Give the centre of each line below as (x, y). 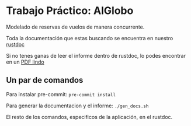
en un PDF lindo (25, 62)
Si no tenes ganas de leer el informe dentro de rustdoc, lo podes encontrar (96, 55)
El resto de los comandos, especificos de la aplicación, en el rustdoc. (89, 117)
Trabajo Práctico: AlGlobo (70, 11)
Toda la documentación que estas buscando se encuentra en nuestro (90, 38)
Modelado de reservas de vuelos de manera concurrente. (75, 27)
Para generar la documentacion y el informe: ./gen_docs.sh (77, 106)
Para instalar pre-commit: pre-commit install (61, 94)
